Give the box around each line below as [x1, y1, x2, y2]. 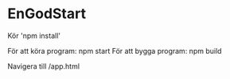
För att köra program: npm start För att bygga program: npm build [7, 46, 222, 55]
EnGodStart [7, 5, 87, 23]
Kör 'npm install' [7, 31, 61, 40]
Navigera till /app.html [7, 61, 80, 71]
